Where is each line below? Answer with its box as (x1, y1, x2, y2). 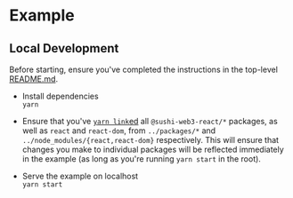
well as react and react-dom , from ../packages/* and (21, 125, 216, 136)
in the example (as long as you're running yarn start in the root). (21, 154, 261, 164)
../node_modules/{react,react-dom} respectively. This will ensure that (21, 135, 279, 145)
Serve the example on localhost (21, 170, 139, 181)
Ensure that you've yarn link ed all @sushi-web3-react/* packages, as (21, 116, 278, 126)
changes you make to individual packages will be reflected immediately (21, 144, 285, 154)
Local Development (9, 41, 119, 56)
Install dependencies (21, 91, 100, 101)
